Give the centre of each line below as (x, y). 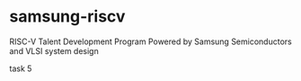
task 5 (21, 68)
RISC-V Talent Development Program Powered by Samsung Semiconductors (150, 41)
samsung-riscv (67, 17)
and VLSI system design (54, 50)
